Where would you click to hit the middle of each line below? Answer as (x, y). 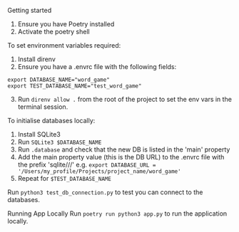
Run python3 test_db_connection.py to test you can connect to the (105, 192)
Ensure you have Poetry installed (66, 24)
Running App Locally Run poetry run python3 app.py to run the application (117, 213)
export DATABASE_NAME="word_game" (59, 80)
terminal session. (43, 107)
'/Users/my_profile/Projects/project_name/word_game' (99, 172)
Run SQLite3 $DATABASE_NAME (60, 142)
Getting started (30, 10)
